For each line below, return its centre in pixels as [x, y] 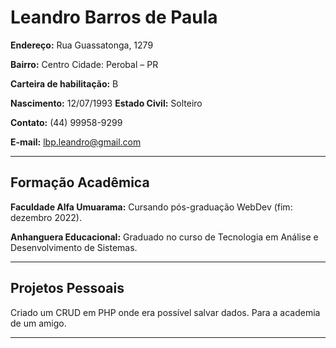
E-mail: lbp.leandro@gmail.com [76, 142]
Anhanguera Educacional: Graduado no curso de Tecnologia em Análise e [164, 237]
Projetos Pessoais [67, 288]
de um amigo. [38, 323]
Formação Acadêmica [80, 182]
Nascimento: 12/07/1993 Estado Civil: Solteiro [106, 103]
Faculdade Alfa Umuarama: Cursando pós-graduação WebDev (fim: [151, 207]
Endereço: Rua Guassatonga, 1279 [82, 45]
